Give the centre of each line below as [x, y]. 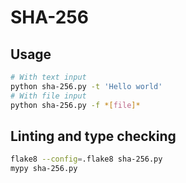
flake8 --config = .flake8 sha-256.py [86, 159]
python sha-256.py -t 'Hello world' [86, 86]
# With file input [48, 96]
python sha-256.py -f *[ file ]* [75, 105]
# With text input [48, 77]
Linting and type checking [93, 136]
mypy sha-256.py [44, 169]
